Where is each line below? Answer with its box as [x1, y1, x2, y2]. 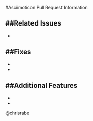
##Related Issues [5, 19, 62, 28]
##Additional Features [5, 81, 78, 90]
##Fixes [5, 47, 32, 56]
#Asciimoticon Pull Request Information [5, 5, 88, 10]
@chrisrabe [5, 110, 29, 116]
